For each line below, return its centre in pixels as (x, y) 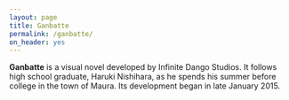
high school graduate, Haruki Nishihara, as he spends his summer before (143, 77)
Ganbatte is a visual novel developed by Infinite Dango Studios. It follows (143, 67)
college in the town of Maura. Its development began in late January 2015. (145, 86)
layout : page (33, 17)
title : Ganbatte (39, 26)
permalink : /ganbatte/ (51, 34)
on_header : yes (37, 42)
